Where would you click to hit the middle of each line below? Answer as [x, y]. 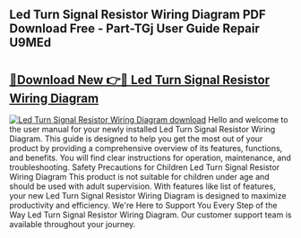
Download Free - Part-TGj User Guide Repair [134, 29]
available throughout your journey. [73, 224]
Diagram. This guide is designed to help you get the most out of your [136, 139]
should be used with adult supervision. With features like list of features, [142, 186]
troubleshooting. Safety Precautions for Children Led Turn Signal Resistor [145, 167]
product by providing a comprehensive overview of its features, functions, [146, 148]
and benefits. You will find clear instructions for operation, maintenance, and [150, 157]
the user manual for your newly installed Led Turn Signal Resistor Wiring [142, 129]
